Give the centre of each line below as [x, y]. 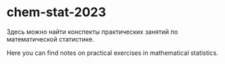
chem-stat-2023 [57, 12]
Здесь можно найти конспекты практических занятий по [92, 32]
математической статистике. [50, 39]
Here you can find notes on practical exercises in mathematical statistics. [112, 53]
